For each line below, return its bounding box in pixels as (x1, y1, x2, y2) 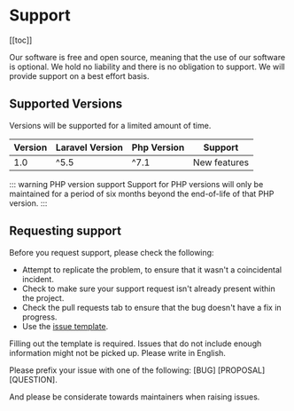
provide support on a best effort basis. (9, 70, 150, 81)
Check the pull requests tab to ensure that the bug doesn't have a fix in (21, 302, 282, 312)
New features (193, 156, 250, 169)
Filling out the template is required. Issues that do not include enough (9, 338, 262, 349)
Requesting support (9, 224, 122, 239)
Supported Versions (9, 97, 122, 112)
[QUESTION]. (9, 374, 58, 384)
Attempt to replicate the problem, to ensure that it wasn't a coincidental (21, 264, 282, 275)
